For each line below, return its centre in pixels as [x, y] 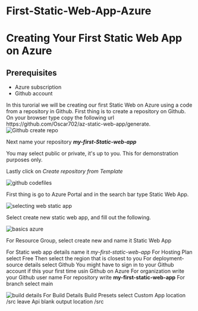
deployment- [168, 259]
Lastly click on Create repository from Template [65, 172]
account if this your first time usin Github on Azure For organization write [95, 271]
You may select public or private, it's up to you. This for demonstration [92, 154]
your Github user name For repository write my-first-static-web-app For [96, 278]
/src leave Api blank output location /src [55, 301]
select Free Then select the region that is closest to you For [79, 259]
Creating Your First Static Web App [94, 38]
